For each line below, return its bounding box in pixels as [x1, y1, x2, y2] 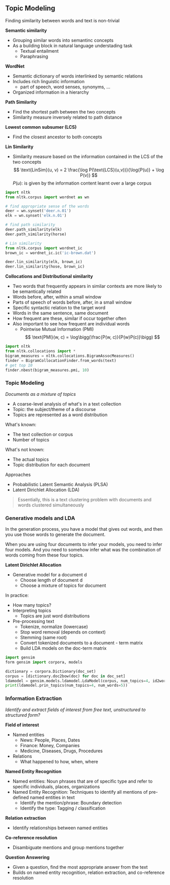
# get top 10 [5, 362, 33, 368]
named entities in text [30, 794, 75, 800]
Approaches [5, 471, 31, 477]
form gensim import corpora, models [5, 659, 82, 665]
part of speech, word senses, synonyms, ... [20, 84, 110, 90]
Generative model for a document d [12, 572, 87, 578]
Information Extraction [5, 695, 62, 702]
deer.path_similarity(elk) [5, 227, 62, 232]
